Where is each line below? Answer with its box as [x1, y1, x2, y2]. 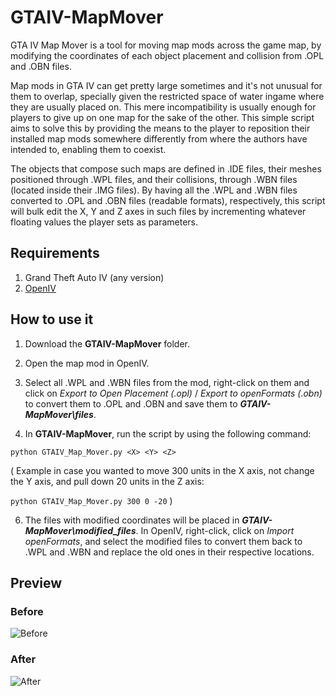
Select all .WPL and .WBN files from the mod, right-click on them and [24, 376, 310, 388]
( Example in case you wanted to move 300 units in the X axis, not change [10, 464, 315, 476]
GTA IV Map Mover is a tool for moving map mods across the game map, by [10, 39, 322, 51]
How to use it [10, 311, 94, 328]
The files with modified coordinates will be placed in [24, 514, 240, 526]
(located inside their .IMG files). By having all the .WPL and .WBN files [10, 184, 298, 196]
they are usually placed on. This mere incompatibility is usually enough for [10, 101, 317, 113]
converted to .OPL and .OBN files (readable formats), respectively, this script [10, 194, 326, 206]
